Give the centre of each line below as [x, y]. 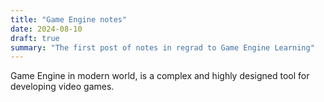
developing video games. [62, 87]
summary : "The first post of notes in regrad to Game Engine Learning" [162, 47]
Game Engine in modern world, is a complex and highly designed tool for [160, 76]
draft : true [35, 38]
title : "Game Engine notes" [69, 19]
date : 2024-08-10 [46, 29]
